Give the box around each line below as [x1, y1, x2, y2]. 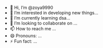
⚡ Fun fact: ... [9, 38, 37, 44]
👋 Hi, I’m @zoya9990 [9, 5, 53, 10]
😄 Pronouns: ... [9, 33, 42, 39]
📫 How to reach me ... [9, 26, 56, 31]
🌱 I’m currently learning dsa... [9, 15, 71, 21]
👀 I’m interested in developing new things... [9, 10, 99, 16]
